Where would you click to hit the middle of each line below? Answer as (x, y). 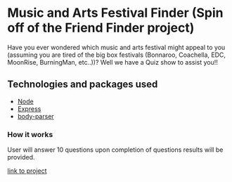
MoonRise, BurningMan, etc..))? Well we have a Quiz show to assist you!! (112, 62)
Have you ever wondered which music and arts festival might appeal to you (116, 47)
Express (29, 109)
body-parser (36, 116)
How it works (30, 134)
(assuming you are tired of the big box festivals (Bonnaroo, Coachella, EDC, (117, 55)
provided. (21, 157)
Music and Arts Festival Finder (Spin (115, 13)
